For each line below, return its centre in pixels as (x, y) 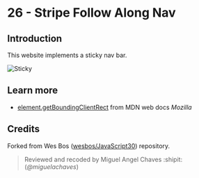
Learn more (33, 91)
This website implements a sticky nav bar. (67, 55)
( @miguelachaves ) (51, 167)
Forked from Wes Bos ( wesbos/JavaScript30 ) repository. (89, 146)
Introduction (35, 39)
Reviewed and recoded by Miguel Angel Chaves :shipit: (103, 159)
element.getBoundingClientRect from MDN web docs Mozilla (105, 107)
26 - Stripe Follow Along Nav (91, 13)
